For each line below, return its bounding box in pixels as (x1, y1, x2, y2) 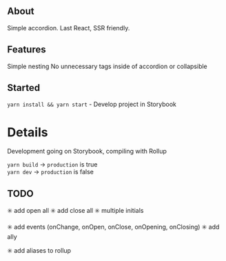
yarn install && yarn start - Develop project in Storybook (7, 100, 177, 109)
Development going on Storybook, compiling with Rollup (7, 147, 167, 156)
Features (7, 44, 46, 56)
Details (7, 124, 48, 140)
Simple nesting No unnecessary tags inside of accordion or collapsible (7, 62, 208, 70)
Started (7, 82, 40, 94)
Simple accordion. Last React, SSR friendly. (7, 23, 130, 32)
